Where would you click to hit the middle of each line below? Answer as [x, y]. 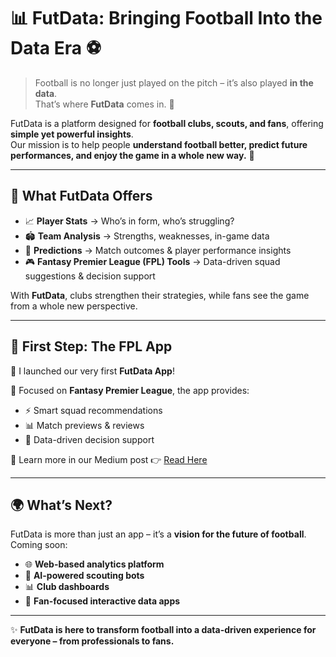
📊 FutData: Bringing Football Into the [166, 18]
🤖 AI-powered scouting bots [84, 576]
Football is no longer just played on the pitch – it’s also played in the [174, 82]
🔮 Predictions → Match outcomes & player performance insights [158, 250]
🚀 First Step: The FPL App [91, 346]
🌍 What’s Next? [61, 505]
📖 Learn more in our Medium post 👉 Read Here [109, 459]
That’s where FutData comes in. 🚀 [104, 104]
